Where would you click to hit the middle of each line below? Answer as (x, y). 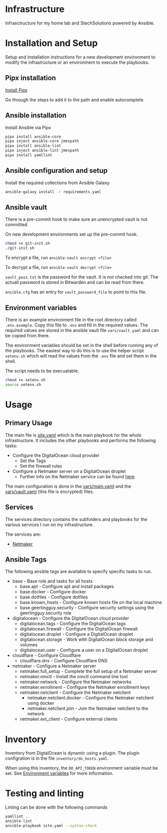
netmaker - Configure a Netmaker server (54, 666)
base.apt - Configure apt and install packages (67, 586)
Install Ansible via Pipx (28, 127)
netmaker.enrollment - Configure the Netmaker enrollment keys (85, 687)
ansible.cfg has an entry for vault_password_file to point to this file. (76, 292)
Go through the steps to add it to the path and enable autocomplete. (75, 100)
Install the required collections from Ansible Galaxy (57, 183)
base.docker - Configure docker (53, 592)
